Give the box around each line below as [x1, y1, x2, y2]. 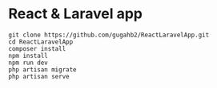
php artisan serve [8, 72, 70, 80]
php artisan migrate [8, 65, 78, 74]
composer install [8, 44, 66, 52]
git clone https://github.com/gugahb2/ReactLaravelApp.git [8, 31, 210, 39]
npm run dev [8, 59, 48, 67]
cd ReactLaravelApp [8, 37, 74, 46]
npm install [8, 52, 48, 59]
